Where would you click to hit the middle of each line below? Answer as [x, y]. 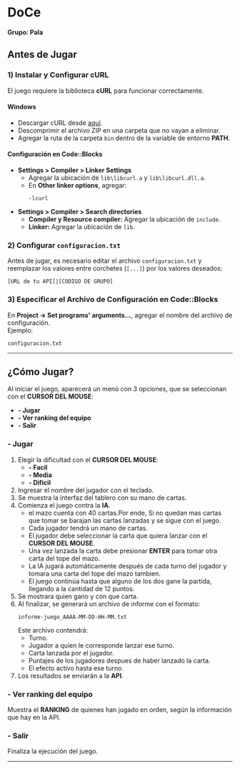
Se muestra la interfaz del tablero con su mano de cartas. [102, 498]
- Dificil [40, 482]
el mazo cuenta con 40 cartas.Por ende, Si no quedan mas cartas [125, 513]
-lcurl [38, 198]
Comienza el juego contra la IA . [64, 505]
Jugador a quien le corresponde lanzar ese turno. [101, 645]
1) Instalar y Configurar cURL [58, 75]
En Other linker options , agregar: [77, 186]
